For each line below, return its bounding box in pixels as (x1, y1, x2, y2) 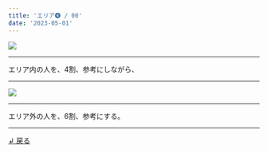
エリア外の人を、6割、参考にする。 (8, 111, 125, 120)
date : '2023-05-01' (8, 19, 73, 27)
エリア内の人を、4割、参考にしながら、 (8, 65, 140, 74)
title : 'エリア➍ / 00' (8, 11, 82, 20)
